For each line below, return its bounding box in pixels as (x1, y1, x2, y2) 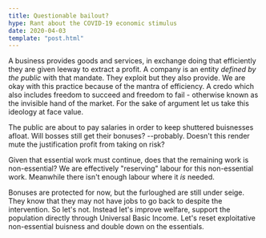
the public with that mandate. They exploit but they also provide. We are (8, 73, 246, 83)
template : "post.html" (8, 34, 84, 42)
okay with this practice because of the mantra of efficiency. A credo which (8, 82, 255, 91)
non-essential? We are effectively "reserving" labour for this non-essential (8, 163, 254, 173)
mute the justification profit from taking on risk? (8, 139, 166, 149)
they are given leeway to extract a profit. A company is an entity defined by (8, 65, 256, 75)
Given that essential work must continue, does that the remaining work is (8, 155, 249, 165)
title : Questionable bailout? (8, 11, 110, 20)
